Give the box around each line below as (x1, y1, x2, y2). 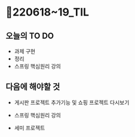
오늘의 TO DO (5, 31, 54, 41)
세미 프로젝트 (14, 124, 45, 131)
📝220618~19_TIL (5, 5, 90, 19)
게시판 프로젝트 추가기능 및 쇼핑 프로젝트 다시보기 (14, 99, 130, 106)
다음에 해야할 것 (5, 82, 60, 92)
